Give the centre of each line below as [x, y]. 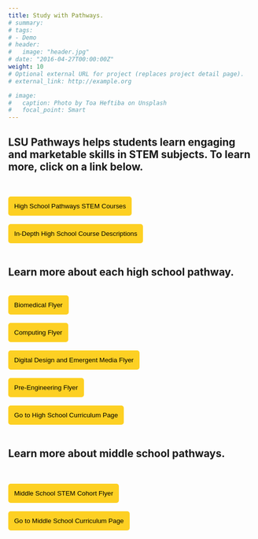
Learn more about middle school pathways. [117, 454]
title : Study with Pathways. [56, 15]
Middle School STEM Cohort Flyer [64, 493]
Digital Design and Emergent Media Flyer [74, 360]
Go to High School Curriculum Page [66, 415]
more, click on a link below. [76, 166]
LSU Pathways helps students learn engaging [122, 142]
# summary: [26, 23]
